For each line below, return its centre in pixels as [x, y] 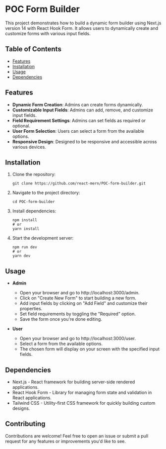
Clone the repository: [34, 175]
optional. [21, 126]
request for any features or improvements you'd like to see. [66, 441]
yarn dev [21, 256]
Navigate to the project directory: [46, 193]
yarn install [26, 229]
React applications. [32, 398]
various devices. [29, 147]
